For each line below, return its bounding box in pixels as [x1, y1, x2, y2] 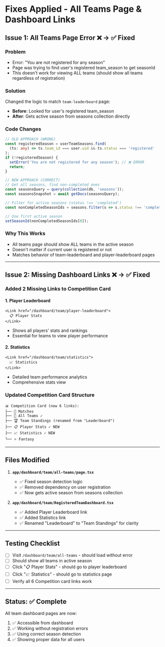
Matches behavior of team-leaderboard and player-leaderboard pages [12, 252, 155, 258]
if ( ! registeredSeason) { [5, 155, 58, 160]
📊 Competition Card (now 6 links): [5, 403, 80, 408]
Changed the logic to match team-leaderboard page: [5, 98, 110, 104]
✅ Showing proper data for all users [12, 637, 85, 643]
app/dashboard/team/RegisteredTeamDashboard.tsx [12, 500, 114, 505]
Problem [5, 48, 26, 55]
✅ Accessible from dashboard [12, 620, 74, 626]
